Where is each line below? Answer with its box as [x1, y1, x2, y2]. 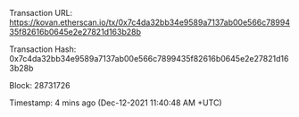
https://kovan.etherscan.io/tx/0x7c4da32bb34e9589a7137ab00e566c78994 [9, 17, 291, 28]
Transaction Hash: [9, 44, 77, 54]
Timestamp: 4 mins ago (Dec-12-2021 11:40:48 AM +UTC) [9, 97, 222, 108]
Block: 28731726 [9, 80, 71, 90]
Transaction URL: [9, 8, 73, 18]
